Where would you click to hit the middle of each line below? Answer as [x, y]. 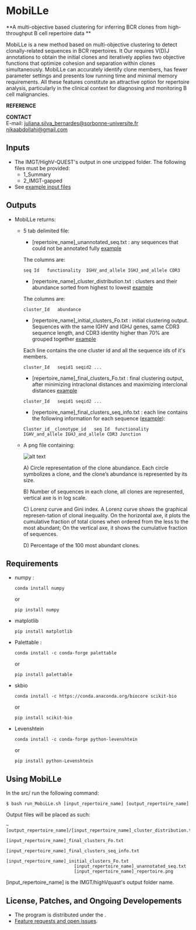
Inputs [18, 148]
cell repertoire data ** [65, 33]
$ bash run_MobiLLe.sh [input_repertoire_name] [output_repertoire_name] [98, 804]
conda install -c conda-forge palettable [65, 653]
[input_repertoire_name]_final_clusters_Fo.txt [65, 841]
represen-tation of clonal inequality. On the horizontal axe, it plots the [106, 515]
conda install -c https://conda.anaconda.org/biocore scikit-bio [95, 696]
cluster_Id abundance [52, 309]
